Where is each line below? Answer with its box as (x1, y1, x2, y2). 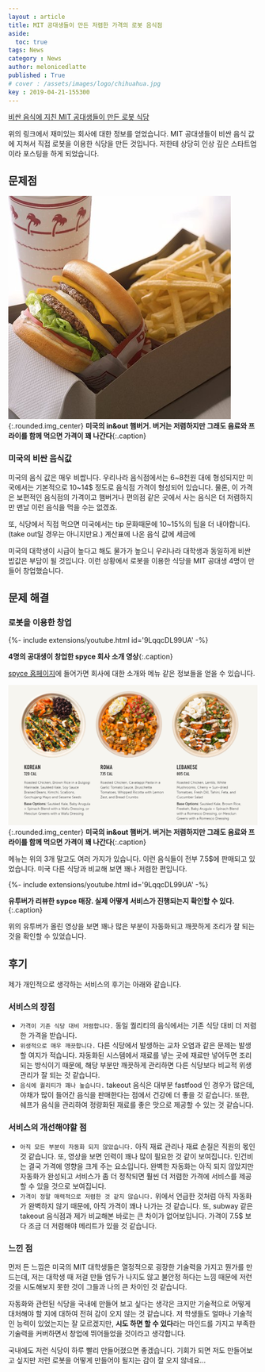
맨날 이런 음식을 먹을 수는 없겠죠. (16, 502, 118, 512)
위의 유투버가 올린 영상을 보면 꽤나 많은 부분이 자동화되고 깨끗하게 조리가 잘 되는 (8, 921, 256, 932)
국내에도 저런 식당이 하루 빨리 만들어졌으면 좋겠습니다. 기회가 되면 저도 (8, 1346, 225, 1355)
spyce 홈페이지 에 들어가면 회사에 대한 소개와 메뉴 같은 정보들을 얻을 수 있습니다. (8, 669, 256, 678)
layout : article (8, 13, 66, 21)
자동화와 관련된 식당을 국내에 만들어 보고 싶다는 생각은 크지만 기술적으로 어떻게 (8, 1299, 252, 1309)
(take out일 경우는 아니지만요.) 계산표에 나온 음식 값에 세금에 (8, 528, 196, 539)
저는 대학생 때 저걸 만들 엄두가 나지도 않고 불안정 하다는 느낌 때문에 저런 (31, 1272, 253, 1282)
